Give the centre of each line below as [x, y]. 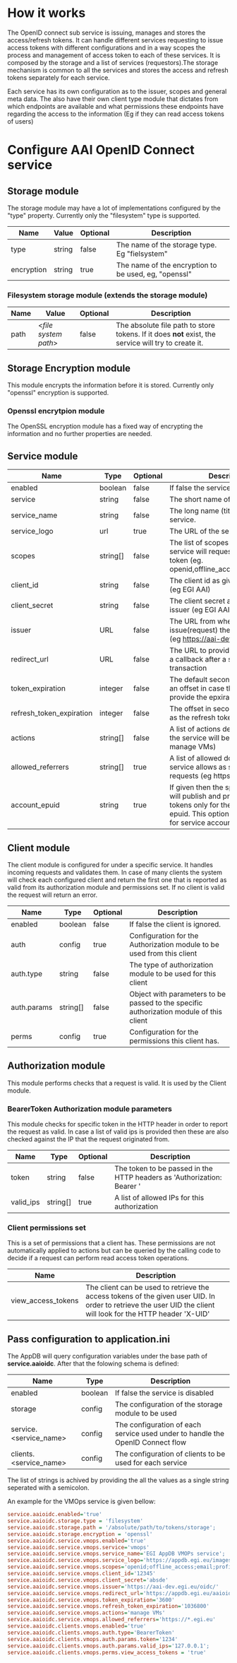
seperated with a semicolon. [48, 1488]
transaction [188, 668]
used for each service [151, 1463]
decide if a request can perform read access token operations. [98, 1258]
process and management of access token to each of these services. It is [114, 55]
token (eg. [186, 560]
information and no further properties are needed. [80, 434]
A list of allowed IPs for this [159, 1198]
